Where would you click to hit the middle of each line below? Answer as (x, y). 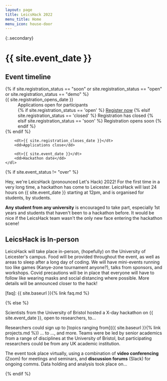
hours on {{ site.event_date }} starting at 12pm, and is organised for (75, 193)
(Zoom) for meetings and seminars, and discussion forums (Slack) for (78, 359)
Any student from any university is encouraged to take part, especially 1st (82, 208)
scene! (12, 223)
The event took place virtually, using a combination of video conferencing (82, 353)
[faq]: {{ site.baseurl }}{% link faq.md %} (47, 293)
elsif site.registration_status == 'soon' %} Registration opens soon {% (90, 121)
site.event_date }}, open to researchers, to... (51, 318)
